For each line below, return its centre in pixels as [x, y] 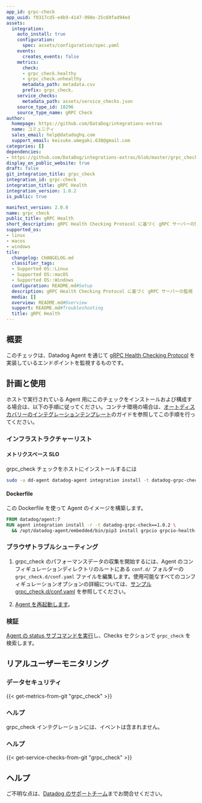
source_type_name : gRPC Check [55, 113]
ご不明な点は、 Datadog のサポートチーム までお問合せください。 [86, 794]
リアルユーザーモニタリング [58, 664]
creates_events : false [50, 57]
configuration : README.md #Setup [52, 286]
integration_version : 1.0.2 [41, 191]
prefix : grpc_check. [48, 90]
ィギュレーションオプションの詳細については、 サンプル [83, 584]
